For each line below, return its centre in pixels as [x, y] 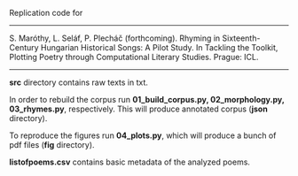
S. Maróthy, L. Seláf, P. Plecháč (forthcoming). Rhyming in [115, 38]
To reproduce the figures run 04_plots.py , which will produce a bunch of [143, 135]
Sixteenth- [241, 38]
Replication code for [46, 13]
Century [24, 47]
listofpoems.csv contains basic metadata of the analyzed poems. [130, 162]
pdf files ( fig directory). [52, 145]
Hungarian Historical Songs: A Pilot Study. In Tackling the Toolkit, [159, 47]
